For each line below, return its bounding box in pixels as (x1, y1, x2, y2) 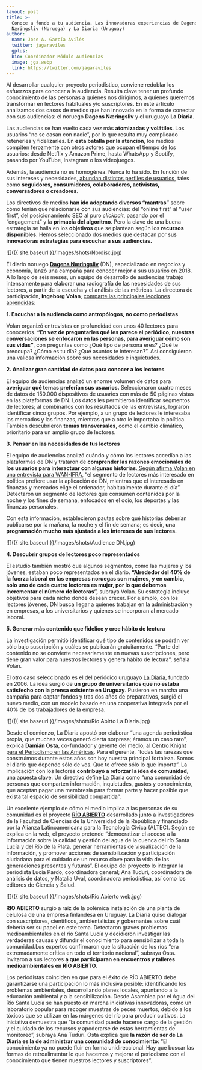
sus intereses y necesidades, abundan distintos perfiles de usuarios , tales (6, 175, 189, 182)
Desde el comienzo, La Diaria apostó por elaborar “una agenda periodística (6, 729, 192, 736)
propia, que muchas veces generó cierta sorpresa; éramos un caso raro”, (6, 736, 188, 743)
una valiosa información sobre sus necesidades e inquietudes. (6, 354, 161, 361)
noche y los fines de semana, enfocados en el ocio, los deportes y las (6, 497, 179, 504)
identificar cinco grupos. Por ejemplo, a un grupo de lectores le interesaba (6, 409, 191, 417)
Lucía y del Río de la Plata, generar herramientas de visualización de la (6, 843, 182, 851)
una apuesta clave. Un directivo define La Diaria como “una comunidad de (6, 774, 191, 781)
